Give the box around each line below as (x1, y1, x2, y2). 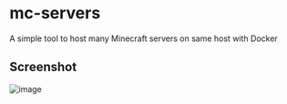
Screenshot (9, 59, 77, 75)
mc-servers (9, 3, 101, 24)
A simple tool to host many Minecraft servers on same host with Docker (9, 33, 278, 44)
